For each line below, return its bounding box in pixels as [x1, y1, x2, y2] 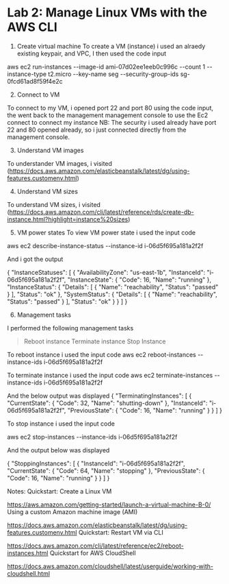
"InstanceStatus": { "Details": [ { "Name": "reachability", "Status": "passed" [7, 282, 219, 291]
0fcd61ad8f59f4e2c [7, 77, 63, 85]
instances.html [7, 548, 49, 557]
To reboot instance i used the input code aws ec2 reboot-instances [7, 350, 196, 358]
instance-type [7, 70, 46, 78]
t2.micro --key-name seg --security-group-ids [47, 70, 179, 78]
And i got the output [7, 255, 64, 263]
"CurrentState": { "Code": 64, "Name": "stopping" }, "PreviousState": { [7, 466, 205, 474]
